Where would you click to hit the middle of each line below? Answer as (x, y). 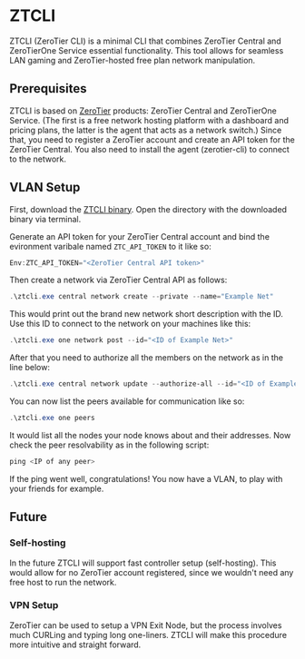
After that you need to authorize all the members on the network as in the (147, 358)
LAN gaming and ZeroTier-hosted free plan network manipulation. (133, 60)
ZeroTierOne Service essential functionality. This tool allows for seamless (147, 50)
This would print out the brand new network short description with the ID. (147, 314)
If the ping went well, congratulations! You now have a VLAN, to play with (146, 478)
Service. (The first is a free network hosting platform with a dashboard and (149, 120)
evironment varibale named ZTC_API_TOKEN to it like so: (110, 246)
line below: (30, 368)
